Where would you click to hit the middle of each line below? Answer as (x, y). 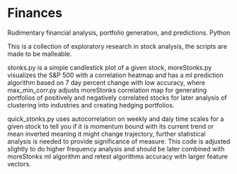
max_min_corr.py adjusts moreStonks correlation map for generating (107, 90)
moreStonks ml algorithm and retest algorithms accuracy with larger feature (118, 156)
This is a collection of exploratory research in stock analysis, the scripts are (117, 46)
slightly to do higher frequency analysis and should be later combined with (116, 149)
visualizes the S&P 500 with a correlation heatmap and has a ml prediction (116, 75)
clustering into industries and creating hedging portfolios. (91, 105)
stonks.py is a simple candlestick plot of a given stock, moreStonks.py (110, 67)
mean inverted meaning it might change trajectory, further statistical (106, 134)
